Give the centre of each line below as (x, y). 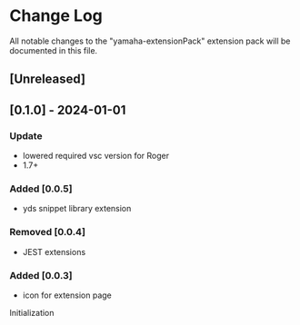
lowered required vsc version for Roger (96, 156)
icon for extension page (67, 295)
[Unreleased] (48, 79)
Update (26, 135)
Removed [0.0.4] (48, 232)
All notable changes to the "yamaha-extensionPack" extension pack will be (150, 41)
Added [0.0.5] (41, 189)
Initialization (32, 312)
